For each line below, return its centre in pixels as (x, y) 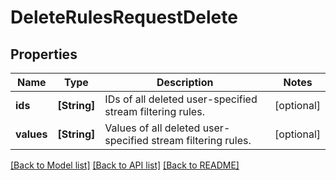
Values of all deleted (152, 128)
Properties (44, 54)
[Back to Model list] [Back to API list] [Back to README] (125, 165)
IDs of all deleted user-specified (181, 99)
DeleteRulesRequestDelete (124, 17)
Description (185, 82)
